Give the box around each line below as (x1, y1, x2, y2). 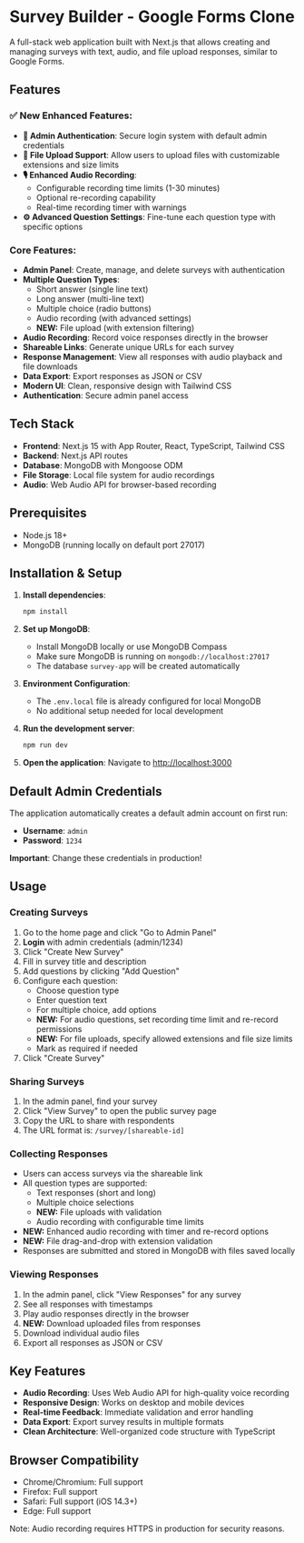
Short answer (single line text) (35, 284, 149, 295)
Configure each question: (22, 975, 118, 986)
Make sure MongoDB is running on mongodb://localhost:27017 (35, 651, 270, 662)
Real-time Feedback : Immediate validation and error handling (22, 1407, 254, 1418)
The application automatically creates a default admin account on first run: (9, 807, 289, 818)
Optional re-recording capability (35, 192, 156, 203)
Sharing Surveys (9, 1075, 84, 1087)
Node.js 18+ (22, 529, 68, 540)
